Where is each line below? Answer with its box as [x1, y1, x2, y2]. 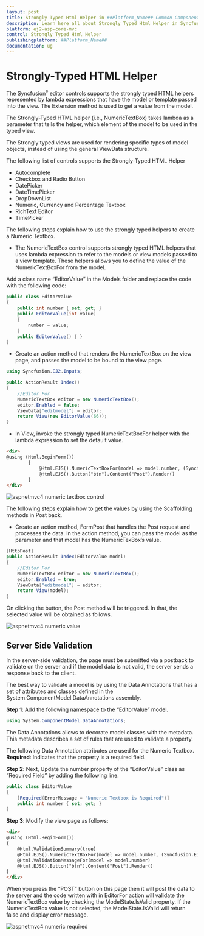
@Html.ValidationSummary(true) [17, 846, 97, 852]
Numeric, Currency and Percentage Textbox [15, 202, 126, 209]
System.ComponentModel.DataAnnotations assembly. [6, 694, 141, 702]
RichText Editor [15, 208, 53, 215]
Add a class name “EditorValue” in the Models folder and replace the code [6, 275, 192, 283]
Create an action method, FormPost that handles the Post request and [15, 523, 190, 530]
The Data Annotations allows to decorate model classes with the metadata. [6, 728, 194, 736]
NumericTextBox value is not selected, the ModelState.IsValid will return [6, 905, 186, 912]
